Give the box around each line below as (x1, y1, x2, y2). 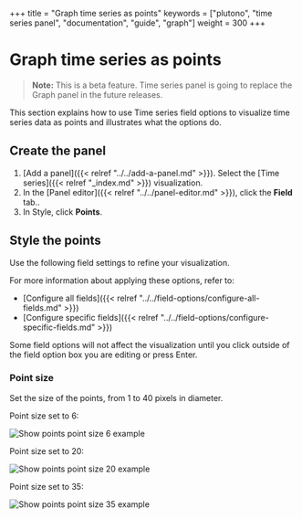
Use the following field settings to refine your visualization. (9, 257, 230, 268)
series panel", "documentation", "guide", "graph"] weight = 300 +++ (9, 17, 266, 28)
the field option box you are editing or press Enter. (9, 349, 198, 360)
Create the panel (9, 143, 107, 159)
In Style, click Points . (22, 206, 103, 217)
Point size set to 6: (9, 410, 79, 421)
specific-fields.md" (22, 322, 96, 333)
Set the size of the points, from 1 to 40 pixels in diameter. (9, 392, 224, 403)
